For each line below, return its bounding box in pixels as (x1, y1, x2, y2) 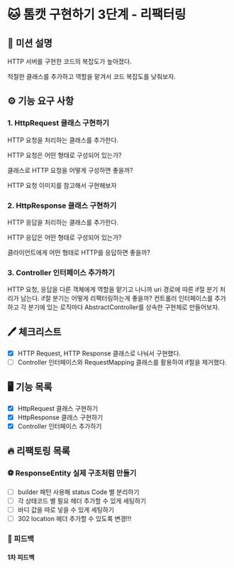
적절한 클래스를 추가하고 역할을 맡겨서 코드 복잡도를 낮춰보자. (7, 73, 176, 80)
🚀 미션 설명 (7, 37, 53, 49)
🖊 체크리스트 (7, 326, 62, 338)
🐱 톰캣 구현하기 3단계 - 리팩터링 (7, 6, 186, 23)
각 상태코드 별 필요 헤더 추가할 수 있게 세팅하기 (17, 496, 147, 505)
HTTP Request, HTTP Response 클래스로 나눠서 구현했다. (17, 349, 182, 358)
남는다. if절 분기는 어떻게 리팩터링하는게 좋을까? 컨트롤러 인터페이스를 (20, 294, 213, 303)
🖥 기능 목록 (7, 381, 52, 393)
